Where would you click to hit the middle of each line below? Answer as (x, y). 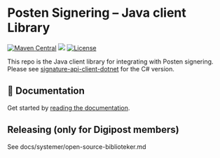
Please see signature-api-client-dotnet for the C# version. (91, 69)
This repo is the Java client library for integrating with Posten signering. (110, 62)
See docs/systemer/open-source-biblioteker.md (77, 146)
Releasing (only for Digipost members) (94, 130)
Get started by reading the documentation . (69, 108)
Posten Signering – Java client (97, 13)
